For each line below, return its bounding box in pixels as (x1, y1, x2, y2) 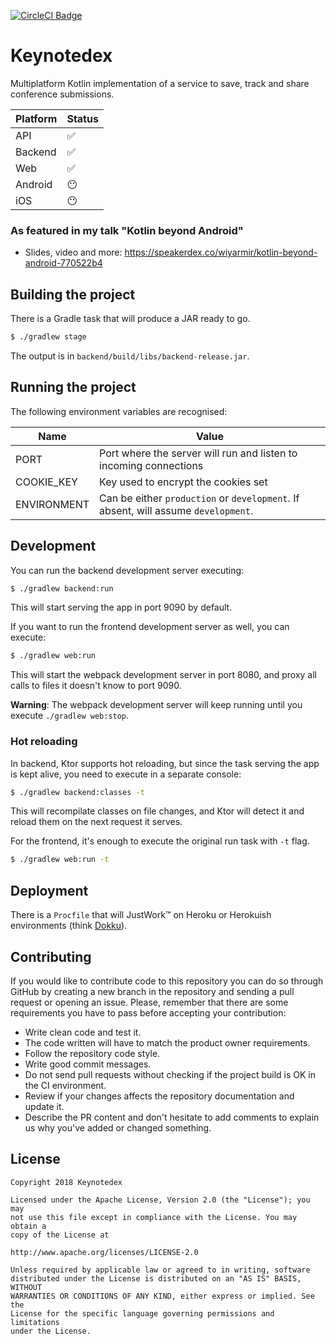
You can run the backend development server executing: (10, 564, 245, 576)
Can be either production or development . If (99, 491, 300, 505)
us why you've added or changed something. (24, 1121, 212, 1134)
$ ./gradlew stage (10, 332, 87, 342)
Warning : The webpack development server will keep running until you (10, 699, 303, 711)
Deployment (10, 882, 89, 899)
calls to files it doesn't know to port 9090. (10, 680, 182, 692)
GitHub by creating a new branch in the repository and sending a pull (10, 985, 295, 997)
